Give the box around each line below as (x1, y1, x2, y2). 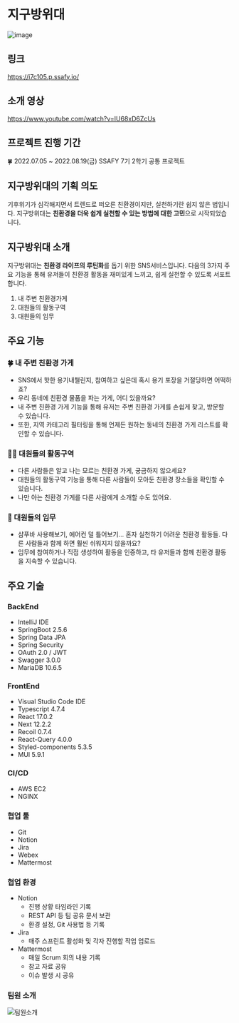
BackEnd (7, 601, 39, 611)
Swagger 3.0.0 (17, 656, 61, 664)
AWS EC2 (17, 784, 46, 793)
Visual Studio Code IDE (17, 697, 86, 706)
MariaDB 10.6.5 (17, 663, 63, 671)
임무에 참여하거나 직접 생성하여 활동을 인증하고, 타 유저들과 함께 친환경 (17, 548, 213, 556)
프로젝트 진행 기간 (7, 136, 81, 148)
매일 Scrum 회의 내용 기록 (28, 953, 101, 962)
